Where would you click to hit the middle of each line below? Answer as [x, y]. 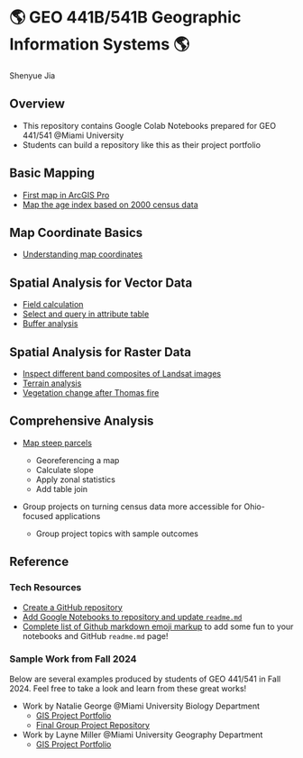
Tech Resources [46, 588]
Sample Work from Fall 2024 [73, 659]
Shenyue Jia [32, 75]
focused [38, 516]
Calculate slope [65, 470]
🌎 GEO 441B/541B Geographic [125, 18]
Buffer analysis [50, 324]
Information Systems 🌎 [100, 45]
